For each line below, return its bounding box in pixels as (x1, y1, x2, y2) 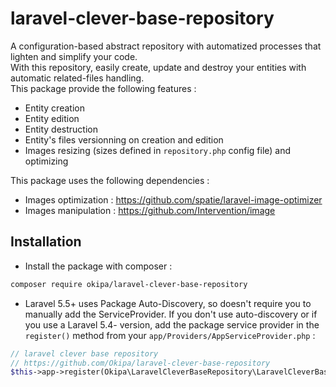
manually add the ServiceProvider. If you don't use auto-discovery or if (24, 308, 318, 320)
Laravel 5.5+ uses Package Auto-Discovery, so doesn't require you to (24, 297, 312, 309)
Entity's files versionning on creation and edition (24, 133, 224, 146)
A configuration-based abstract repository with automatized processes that (10, 40, 322, 52)
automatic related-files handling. (10, 72, 145, 84)
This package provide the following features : (10, 82, 197, 94)
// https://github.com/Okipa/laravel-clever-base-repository (10, 358, 271, 368)
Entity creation (24, 102, 85, 114)
